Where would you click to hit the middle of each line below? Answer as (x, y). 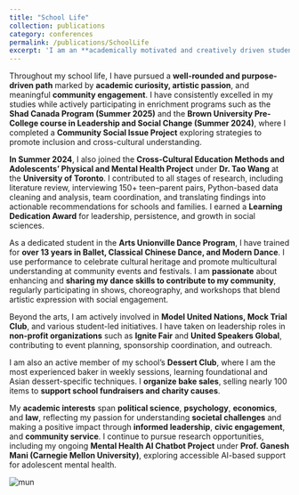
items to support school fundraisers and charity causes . (115, 391)
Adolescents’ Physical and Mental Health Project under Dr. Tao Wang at (144, 169)
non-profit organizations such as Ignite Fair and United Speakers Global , (145, 336)
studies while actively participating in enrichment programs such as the (140, 104)
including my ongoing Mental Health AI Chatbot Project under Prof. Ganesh (149, 446)
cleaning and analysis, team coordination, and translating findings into (137, 198)
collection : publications (57, 26)
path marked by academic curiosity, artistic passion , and (142, 85)
